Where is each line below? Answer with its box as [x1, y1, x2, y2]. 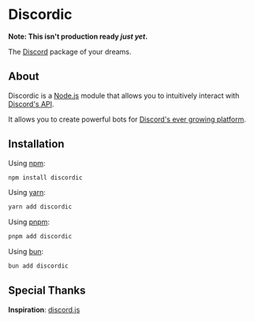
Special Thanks [8, 284, 86, 298]
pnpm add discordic [8, 233, 73, 241]
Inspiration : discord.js [8, 305, 80, 314]
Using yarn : [8, 188, 46, 197]
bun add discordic [8, 262, 69, 270]
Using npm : [8, 158, 46, 167]
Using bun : [8, 247, 44, 256]
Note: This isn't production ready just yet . [8, 32, 148, 41]
